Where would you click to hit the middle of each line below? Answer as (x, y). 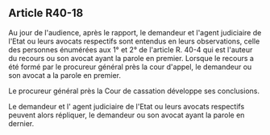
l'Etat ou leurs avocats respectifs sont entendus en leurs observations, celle (134, 41)
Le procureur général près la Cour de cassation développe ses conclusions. (134, 91)
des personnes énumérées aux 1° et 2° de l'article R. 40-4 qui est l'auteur (131, 49)
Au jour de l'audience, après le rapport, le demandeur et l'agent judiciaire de (135, 32)
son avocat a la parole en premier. (65, 75)
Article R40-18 (46, 13)
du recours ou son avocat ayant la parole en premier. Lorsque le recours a (131, 58)
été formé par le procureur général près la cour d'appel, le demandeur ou (130, 67)
